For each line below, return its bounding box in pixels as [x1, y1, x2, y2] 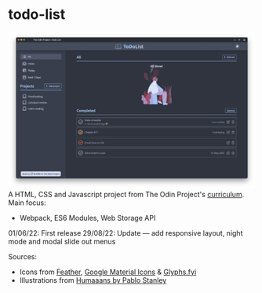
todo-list [8, 5, 66, 24]
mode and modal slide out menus [8, 237, 116, 247]
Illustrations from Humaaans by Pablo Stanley [19, 276, 167, 285]
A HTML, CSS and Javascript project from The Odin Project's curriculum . [8, 190, 245, 200]
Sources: [8, 252, 38, 262]
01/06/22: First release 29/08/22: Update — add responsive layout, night [8, 229, 243, 238]
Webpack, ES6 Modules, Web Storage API [19, 214, 156, 223]
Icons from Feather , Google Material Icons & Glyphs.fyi [19, 267, 197, 277]
